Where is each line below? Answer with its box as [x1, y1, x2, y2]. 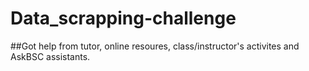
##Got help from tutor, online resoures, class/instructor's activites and [10, 40, 300, 52]
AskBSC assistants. [10, 50, 91, 62]
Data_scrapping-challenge [10, 7, 237, 30]
